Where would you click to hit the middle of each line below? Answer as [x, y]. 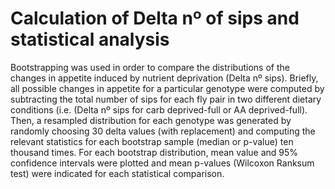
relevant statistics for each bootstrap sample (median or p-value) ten [152, 141]
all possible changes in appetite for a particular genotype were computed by [167, 88]
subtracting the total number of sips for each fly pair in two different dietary [166, 99]
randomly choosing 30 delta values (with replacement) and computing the [163, 131]
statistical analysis [90, 39]
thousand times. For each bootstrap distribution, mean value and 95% [154, 152]
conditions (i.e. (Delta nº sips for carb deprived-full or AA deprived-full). [159, 109]
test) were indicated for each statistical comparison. [117, 173]
